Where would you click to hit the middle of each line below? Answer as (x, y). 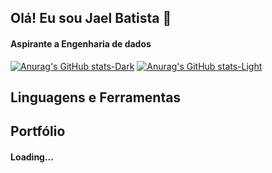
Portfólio (38, 131)
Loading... (32, 157)
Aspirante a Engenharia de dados (81, 43)
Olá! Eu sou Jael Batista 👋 (91, 18)
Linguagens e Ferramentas (96, 97)
